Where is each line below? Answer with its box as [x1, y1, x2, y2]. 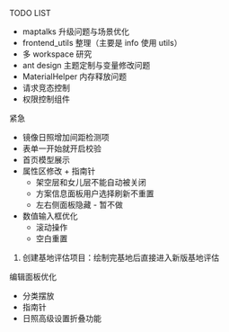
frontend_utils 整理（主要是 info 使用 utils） [22, 38, 182, 48]
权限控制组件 [22, 94, 70, 104]
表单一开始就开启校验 [22, 143, 101, 154]
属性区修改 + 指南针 [22, 166, 96, 176]
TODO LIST [9, 8, 51, 18]
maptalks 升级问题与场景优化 [22, 26, 130, 37]
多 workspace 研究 [22, 49, 92, 59]
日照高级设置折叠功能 [22, 313, 101, 323]
